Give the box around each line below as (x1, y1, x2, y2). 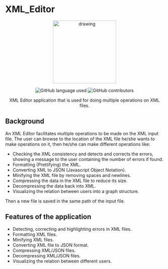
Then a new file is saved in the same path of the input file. (5, 198, 125, 204)
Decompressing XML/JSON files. (12, 252, 81, 258)
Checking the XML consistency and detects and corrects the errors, (12, 151, 153, 157)
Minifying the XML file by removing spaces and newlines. (12, 172, 131, 178)
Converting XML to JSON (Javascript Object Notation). (12, 167, 126, 173)
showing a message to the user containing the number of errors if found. (12, 156, 163, 162)
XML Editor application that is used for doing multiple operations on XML (9, 97, 160, 103)
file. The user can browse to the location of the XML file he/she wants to (5, 136, 155, 142)
